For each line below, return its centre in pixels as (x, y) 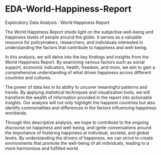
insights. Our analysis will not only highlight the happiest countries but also (80, 102)
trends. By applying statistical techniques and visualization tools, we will (78, 92)
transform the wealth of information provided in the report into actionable (79, 97)
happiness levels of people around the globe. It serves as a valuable (73, 37)
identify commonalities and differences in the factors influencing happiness (81, 108)
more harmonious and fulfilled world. (42, 148)
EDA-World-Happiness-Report (68, 9)
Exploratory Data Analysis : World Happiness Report (57, 22)
